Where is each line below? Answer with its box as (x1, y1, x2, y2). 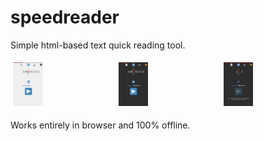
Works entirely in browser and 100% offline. (10, 119, 191, 131)
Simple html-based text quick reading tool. (10, 39, 186, 51)
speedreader (10, 6, 120, 29)
